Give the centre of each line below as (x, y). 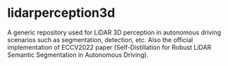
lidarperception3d (61, 13)
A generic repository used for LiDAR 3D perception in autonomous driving (114, 32)
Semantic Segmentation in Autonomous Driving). (78, 55)
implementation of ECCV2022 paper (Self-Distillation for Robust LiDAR (109, 47)
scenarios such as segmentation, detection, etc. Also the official (100, 39)
